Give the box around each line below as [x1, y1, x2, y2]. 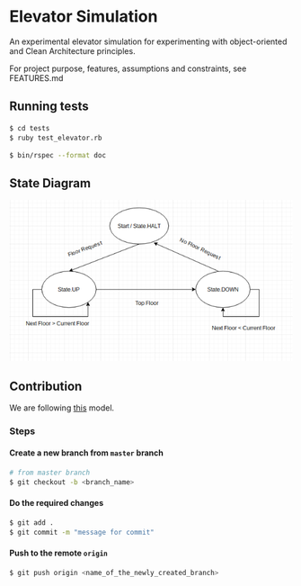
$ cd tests [9, 123, 50, 132]
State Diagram [9, 176, 92, 191]
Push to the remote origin [9, 547, 108, 558]
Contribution [9, 378, 83, 393]
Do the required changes [9, 497, 104, 508]
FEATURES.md [9, 72, 64, 83]
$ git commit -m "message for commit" [9, 528, 155, 537]
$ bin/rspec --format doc [9, 150, 106, 159]
